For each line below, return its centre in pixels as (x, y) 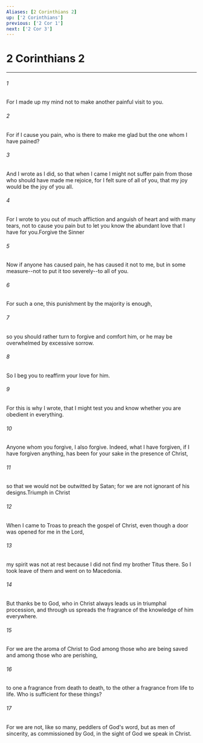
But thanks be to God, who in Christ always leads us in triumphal (86, 604)
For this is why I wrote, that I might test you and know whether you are (94, 408)
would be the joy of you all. (40, 187)
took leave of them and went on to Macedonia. (64, 570)
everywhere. (22, 616)
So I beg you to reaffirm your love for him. (58, 375)
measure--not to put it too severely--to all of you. (67, 271)
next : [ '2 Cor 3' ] (29, 29)
